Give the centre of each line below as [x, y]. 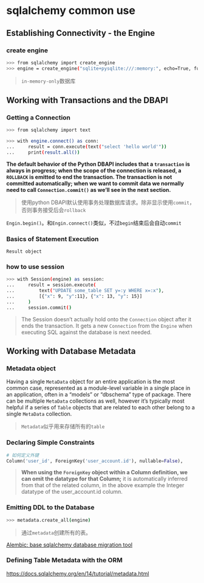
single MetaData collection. [39, 414]
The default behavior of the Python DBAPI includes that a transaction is [98, 164]
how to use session [36, 267]
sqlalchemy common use [71, 11]
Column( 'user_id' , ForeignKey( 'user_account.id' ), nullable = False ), [95, 461]
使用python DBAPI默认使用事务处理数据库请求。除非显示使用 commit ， [108, 202]
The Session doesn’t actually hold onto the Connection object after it [106, 319]
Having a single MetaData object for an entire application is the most [90, 382]
